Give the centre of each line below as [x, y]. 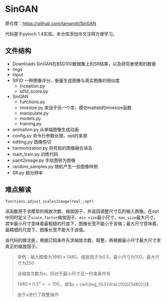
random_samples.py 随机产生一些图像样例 [55, 166]
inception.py [32, 86]
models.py [30, 118]
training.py [31, 123]
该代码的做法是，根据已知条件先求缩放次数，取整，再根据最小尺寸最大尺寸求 [83, 240]
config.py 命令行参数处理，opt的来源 [50, 135]
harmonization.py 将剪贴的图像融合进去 [52, 148]
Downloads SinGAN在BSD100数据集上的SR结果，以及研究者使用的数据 [84, 64]
